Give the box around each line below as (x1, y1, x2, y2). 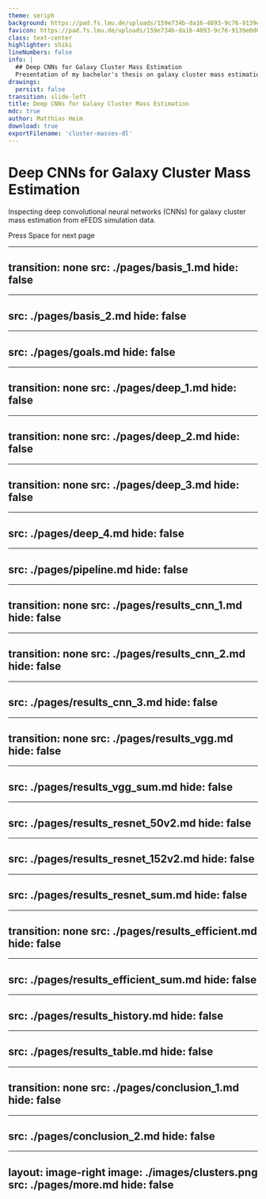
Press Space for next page (8, 231, 95, 240)
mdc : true (8, 108, 41, 116)
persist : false (15, 85, 66, 94)
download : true (8, 122, 59, 130)
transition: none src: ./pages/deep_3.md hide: (8, 479, 240, 492)
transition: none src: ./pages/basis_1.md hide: (8, 261, 239, 274)
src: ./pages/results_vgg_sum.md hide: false (8, 780, 234, 793)
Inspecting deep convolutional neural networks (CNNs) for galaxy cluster (8, 207, 247, 216)
